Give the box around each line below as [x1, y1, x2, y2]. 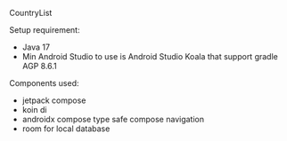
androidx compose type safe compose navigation [21, 114, 205, 124]
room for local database [21, 123, 111, 134]
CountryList [9, 8, 53, 18]
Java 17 [21, 42, 51, 52]
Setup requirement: [9, 25, 80, 35]
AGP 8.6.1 [21, 61, 58, 71]
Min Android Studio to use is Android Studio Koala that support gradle [21, 51, 278, 61]
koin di [21, 105, 47, 114]
